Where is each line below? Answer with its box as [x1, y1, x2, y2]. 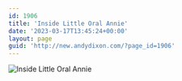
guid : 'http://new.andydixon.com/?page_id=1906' [8, 42, 176, 50]
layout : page [8, 34, 53, 43]
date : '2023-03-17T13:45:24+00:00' [8, 27, 129, 35]
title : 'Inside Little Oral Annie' [8, 19, 129, 28]
